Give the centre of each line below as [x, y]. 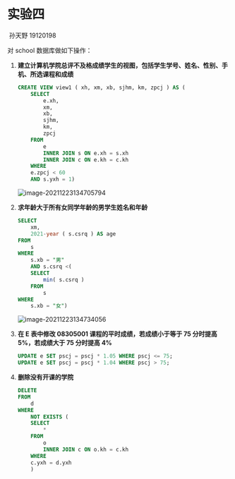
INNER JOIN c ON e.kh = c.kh [86, 159]
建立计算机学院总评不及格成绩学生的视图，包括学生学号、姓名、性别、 [120, 65]
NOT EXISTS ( [50, 417]
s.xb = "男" [48, 260]
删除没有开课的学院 [46, 377]
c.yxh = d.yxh [51, 463]
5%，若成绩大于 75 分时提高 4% [65, 343]
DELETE [27, 391]
